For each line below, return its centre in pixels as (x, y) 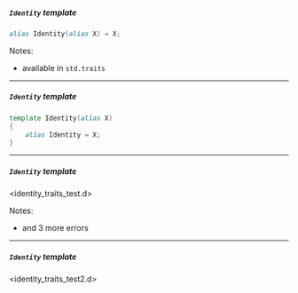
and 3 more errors (55, 228)
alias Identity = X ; (63, 135)
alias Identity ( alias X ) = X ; (65, 34)
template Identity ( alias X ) (61, 118)
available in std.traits (64, 67)
